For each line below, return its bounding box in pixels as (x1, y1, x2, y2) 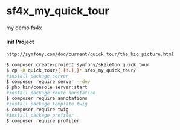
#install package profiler (6, 113, 74, 119)
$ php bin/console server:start (6, 84, 88, 90)
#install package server (6, 73, 69, 79)
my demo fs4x (6, 24, 42, 31)
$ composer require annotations (6, 95, 88, 102)
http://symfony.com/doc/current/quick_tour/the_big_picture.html (6, 51, 174, 58)
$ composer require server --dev (6, 78, 91, 85)
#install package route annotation (6, 90, 96, 96)
